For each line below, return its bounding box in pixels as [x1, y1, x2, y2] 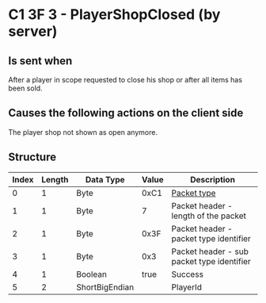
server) [8, 22, 58, 40]
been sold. [8, 83, 43, 93]
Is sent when [8, 54, 73, 67]
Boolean [76, 268, 107, 279]
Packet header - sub [171, 246, 249, 257]
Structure [8, 151, 57, 164]
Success [171, 268, 204, 279]
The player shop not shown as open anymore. [8, 127, 158, 136]
